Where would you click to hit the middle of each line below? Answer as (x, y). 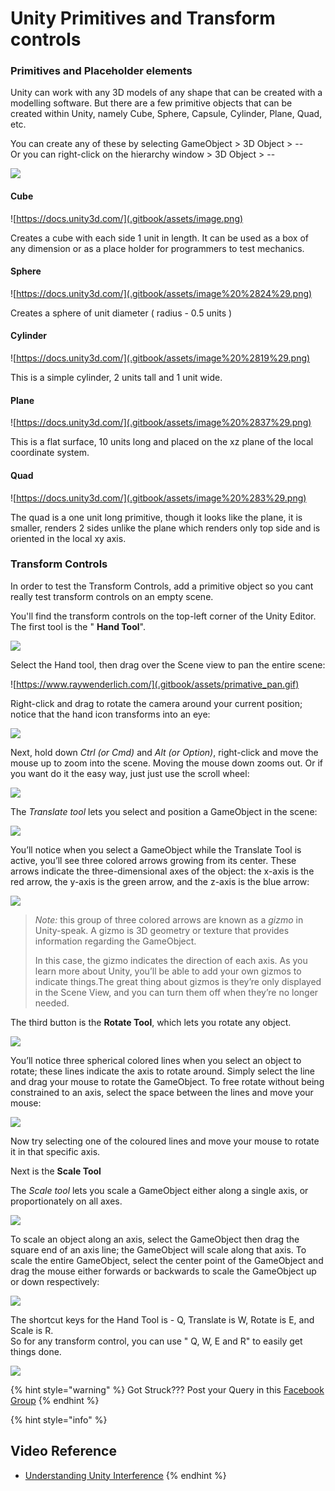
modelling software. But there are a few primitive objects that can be (151, 103)
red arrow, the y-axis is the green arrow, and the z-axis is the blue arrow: (160, 881)
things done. (36, 1351)
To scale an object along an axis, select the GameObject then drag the (155, 1239)
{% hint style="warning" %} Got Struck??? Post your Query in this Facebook (167, 1389)
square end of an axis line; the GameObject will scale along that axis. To (158, 1249)
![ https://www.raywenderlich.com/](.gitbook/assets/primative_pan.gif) (155, 684)
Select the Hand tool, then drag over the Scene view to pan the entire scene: (168, 664)
